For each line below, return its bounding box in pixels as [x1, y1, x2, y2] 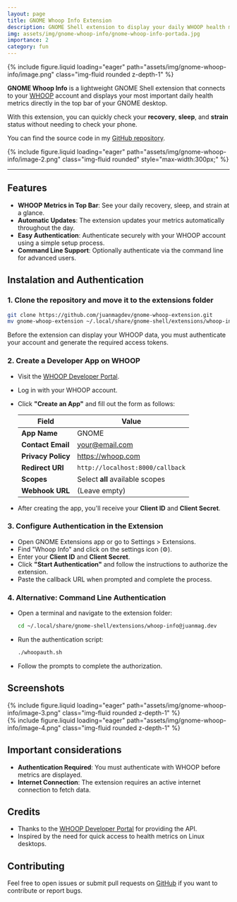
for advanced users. [17, 253, 76, 262]
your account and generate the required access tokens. [7, 338, 169, 347]
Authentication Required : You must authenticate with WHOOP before [17, 763, 221, 771]
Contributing [7, 860, 65, 872]
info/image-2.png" [7, 155, 61, 163]
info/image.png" [7, 70, 55, 79]
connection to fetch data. [17, 785, 91, 794]
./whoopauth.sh [17, 649, 63, 657]
